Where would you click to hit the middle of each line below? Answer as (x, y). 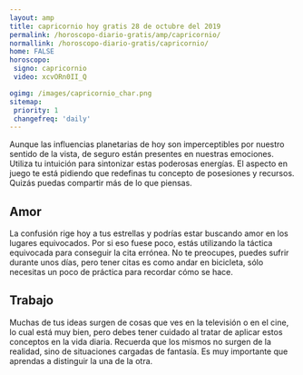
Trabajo (32, 301)
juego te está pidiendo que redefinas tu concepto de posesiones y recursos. (152, 173)
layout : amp (32, 18)
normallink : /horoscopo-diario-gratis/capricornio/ (109, 43)
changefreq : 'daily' (52, 119)
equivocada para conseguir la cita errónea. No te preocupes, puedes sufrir (149, 253)
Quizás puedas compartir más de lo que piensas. (101, 183)
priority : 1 (36, 110)
